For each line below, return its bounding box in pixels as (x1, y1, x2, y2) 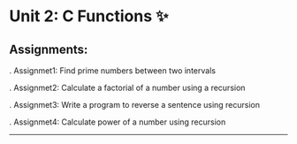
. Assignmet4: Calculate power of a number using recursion (9, 117, 226, 127)
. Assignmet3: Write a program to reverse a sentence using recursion (9, 100, 261, 110)
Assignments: (9, 42, 88, 57)
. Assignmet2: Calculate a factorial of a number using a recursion (9, 82, 246, 93)
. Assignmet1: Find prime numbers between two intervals (9, 65, 217, 76)
